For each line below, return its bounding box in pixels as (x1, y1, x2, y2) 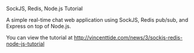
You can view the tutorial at (6, 34, 73, 41)
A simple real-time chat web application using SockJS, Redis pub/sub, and (6, 16, 189, 23)
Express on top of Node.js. (6, 23, 71, 29)
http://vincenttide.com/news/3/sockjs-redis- (74, 34, 183, 41)
